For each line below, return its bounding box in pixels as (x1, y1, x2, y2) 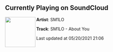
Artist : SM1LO (36, 16, 65, 22)
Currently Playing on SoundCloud (5, 4, 109, 12)
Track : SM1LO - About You (36, 26, 90, 32)
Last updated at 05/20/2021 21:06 (36, 35, 104, 41)
